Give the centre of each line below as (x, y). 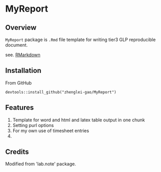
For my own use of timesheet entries (51, 131)
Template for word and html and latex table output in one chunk (79, 120)
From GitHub (18, 83)
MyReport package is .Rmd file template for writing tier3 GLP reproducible (80, 39)
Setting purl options (33, 125)
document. (16, 45)
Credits (17, 152)
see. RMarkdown (23, 55)
